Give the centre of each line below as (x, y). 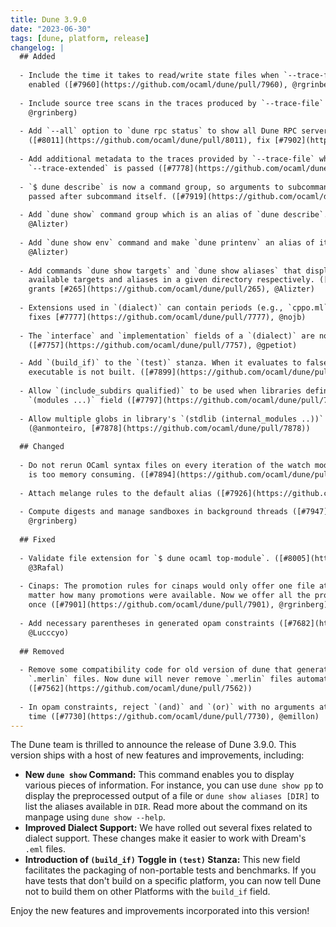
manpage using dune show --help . (95, 817)
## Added (37, 57)
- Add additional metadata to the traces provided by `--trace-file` (167, 159)
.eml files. (45, 849)
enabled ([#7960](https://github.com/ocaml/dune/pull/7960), (158, 85)
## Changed (42, 447)
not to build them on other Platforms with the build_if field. (147, 892)
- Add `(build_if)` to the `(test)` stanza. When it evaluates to (160, 363)
